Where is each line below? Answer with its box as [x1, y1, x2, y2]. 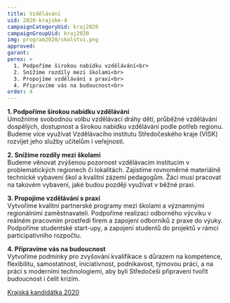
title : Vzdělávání [7, 10, 61, 17]
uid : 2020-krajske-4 [7, 17, 68, 24]
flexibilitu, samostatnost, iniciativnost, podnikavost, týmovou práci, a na [7, 260, 214, 268]
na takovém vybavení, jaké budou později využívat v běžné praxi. [7, 181, 196, 189]
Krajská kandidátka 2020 [7, 288, 79, 297]
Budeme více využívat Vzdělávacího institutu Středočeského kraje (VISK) [7, 130, 219, 139]
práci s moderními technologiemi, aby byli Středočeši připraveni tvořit [7, 267, 208, 276]
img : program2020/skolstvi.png [7, 36, 99, 43]
